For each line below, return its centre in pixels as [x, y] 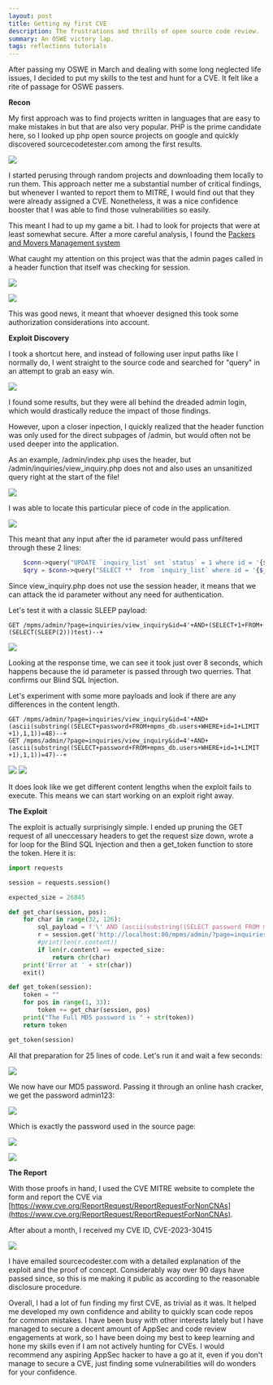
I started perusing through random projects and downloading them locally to [136, 175]
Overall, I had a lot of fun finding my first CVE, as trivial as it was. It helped [132, 1303]
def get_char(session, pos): [58, 912]
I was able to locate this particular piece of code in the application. [120, 508]
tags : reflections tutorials [58, 46]
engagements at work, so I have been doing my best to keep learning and [132, 1337]
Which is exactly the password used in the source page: [102, 1126]
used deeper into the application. [64, 444]
